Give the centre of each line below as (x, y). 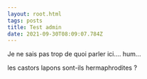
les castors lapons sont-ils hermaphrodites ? (72, 68)
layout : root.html (34, 14)
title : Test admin (34, 27)
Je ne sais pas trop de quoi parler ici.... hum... (74, 54)
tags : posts (25, 21)
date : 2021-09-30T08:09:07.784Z (55, 34)
